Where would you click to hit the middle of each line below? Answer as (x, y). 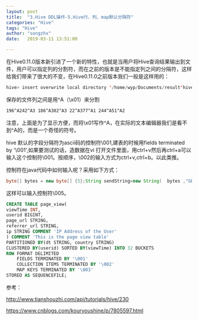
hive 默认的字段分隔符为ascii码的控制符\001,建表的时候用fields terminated (95, 143)
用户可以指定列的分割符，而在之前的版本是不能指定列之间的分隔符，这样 (104, 69)
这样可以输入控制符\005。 (38, 193)
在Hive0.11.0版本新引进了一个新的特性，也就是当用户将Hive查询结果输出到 (96, 62)
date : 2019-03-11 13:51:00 (42, 39)
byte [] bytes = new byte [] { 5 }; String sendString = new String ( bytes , (96, 181)
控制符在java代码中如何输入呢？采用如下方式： (63, 170)
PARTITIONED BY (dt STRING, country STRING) (60, 242)
